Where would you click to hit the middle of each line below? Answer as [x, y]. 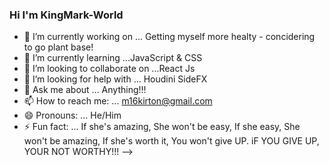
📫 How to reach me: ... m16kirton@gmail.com [118, 101]
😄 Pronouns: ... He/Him [72, 115]
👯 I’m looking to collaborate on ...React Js [109, 69]
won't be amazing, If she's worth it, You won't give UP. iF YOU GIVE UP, [171, 141]
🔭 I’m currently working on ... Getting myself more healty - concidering [169, 37]
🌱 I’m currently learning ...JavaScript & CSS [113, 58]
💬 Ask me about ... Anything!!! [85, 90]
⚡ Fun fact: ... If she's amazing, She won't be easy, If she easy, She [162, 127]
